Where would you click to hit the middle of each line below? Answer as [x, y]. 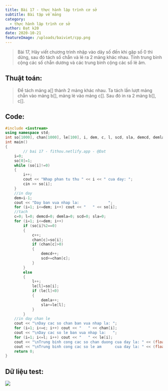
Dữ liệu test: [24, 371]
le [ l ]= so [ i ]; [45, 286]
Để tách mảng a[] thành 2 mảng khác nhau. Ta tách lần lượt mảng [85, 90]
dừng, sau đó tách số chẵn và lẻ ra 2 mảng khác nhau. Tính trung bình [90, 57]
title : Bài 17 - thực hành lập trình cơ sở [51, 10]
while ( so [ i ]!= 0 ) [32, 165]
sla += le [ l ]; [53, 305]
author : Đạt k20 [22, 28]
